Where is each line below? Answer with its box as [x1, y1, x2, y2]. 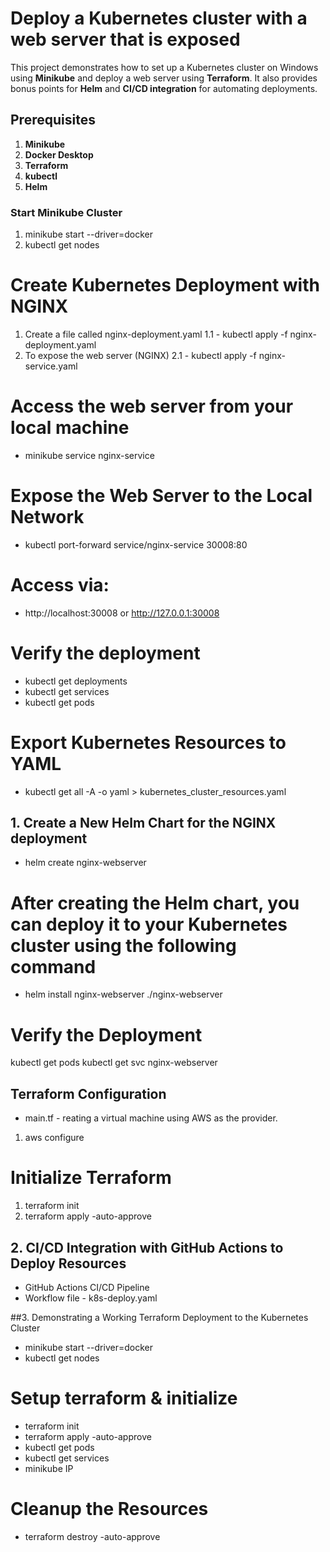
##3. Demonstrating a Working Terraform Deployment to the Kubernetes [10, 1311, 309, 1323]
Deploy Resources [10, 1255, 127, 1272]
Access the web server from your [10, 395, 294, 418]
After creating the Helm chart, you [10, 892, 300, 914]
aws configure [24, 1132, 85, 1144]
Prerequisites [10, 112, 96, 129]
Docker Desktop [24, 148, 94, 161]
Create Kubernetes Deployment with [10, 274, 320, 297]
